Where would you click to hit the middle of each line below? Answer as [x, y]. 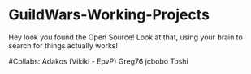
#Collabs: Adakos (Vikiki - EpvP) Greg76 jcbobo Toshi [98, 61]
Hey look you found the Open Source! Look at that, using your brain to [126, 37]
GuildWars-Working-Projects [109, 15]
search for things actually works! [63, 45]
